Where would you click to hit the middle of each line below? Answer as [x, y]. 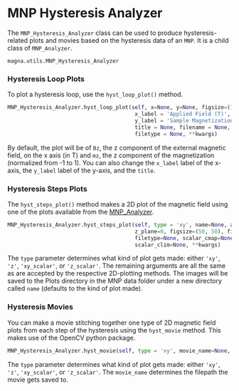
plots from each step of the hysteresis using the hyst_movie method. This [115, 330]
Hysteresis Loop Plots [46, 78]
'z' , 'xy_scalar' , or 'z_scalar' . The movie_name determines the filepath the [118, 372]
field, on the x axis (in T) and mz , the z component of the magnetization [111, 155]
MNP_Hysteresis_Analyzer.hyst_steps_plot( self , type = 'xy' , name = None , [117, 225]
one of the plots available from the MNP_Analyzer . [81, 212]
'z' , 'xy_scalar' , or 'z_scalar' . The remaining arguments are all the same [117, 266]
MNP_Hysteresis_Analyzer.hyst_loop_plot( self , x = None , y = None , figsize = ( [119, 108]
